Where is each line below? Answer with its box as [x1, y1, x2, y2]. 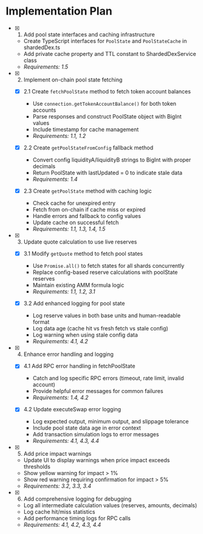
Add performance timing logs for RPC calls [23, 515, 131, 522]
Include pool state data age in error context [32, 424, 141, 432]
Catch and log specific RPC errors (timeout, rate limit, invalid [32, 375, 184, 382]
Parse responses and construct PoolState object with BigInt [32, 113, 182, 120]
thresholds [23, 463, 51, 470]
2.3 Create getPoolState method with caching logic [23, 187, 153, 195]
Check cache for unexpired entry [32, 199, 116, 207]
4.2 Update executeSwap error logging [23, 406, 122, 413]
